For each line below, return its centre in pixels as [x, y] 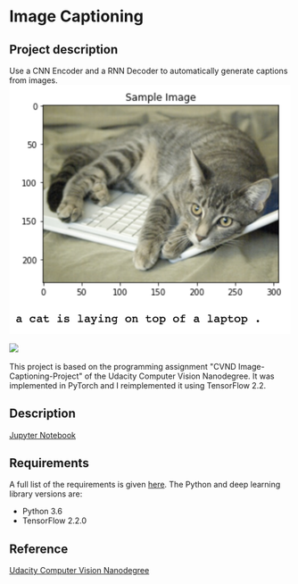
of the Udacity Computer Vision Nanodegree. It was [179, 376]
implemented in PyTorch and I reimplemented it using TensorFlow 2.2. [137, 385]
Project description [64, 50]
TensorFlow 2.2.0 [54, 521]
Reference [39, 549]
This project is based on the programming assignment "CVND [123, 366]
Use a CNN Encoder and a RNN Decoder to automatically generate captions [149, 71]
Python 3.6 [42, 512]
